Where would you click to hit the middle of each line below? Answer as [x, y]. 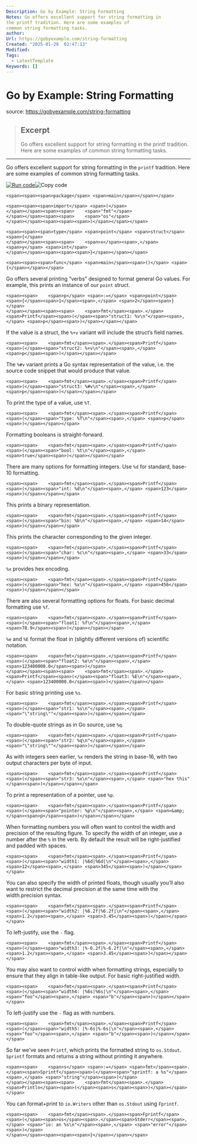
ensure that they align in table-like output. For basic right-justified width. [93, 976]
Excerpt [35, 130]
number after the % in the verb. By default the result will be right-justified [93, 839]
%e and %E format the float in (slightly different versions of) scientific [88, 639]
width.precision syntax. [34, 895]
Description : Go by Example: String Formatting [65, 11]
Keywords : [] [22, 66]
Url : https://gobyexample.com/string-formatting [67, 39]
